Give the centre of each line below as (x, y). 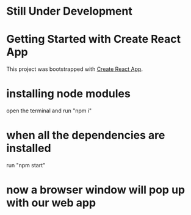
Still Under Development (69, 11)
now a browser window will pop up (95, 190)
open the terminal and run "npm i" (49, 111)
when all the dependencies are (86, 135)
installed (29, 148)
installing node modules (69, 94)
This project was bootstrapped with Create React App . (75, 69)
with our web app (51, 203)
